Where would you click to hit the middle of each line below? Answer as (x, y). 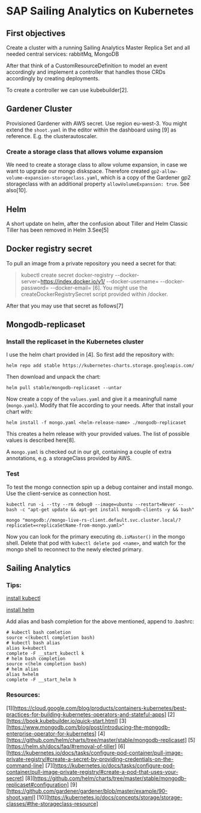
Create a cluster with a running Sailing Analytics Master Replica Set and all (98, 47)
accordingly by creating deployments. (53, 78)
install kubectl (23, 598)
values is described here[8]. (41, 440)
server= (31, 281)
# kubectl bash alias (33, 643)
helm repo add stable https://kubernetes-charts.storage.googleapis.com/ (100, 366)
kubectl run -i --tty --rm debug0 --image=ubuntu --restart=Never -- (95, 504)
